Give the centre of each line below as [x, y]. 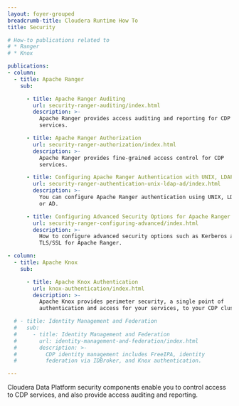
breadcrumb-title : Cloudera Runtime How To [73, 21]
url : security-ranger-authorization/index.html [105, 144]
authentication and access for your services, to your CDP [128, 309]
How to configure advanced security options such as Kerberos [133, 236]
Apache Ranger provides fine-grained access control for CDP [131, 158]
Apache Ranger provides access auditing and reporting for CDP [135, 119]
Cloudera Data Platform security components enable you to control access [117, 388]
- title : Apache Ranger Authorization [84, 138]
